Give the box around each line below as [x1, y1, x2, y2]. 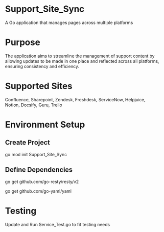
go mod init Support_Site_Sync [5, 151, 67, 157]
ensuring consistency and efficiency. [5, 63, 79, 69]
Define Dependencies [5, 165, 73, 174]
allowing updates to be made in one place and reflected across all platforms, [5, 58, 159, 64]
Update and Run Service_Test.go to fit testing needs [5, 221, 110, 227]
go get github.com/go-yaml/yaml [5, 188, 72, 194]
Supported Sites [5, 81, 72, 92]
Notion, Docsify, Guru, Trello [5, 102, 63, 108]
